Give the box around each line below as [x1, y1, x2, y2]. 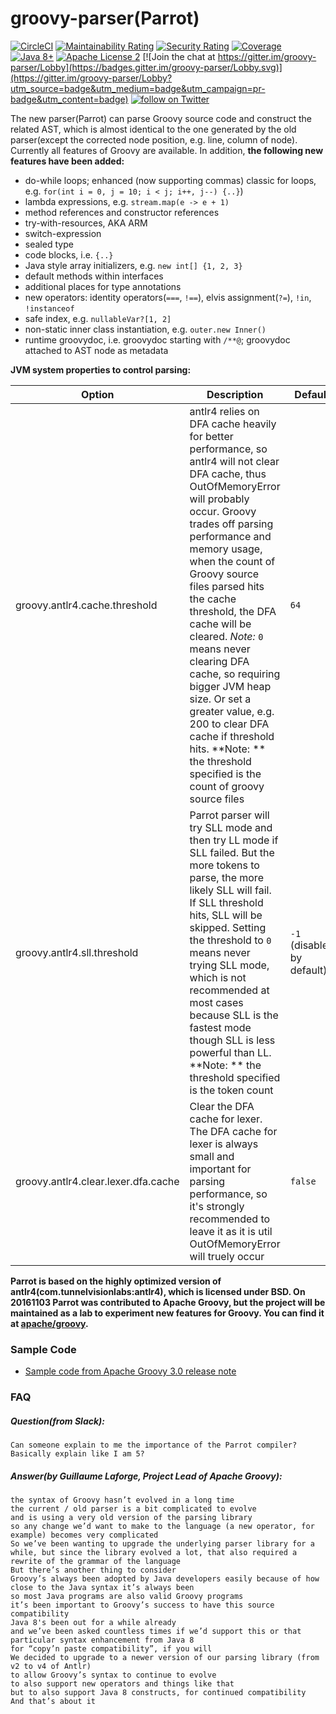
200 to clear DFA [189, 717, 270, 731]
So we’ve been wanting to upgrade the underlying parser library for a [10, 1539, 315, 1549]
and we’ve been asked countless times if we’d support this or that [10, 1627, 302, 1637]
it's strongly [189, 1199, 245, 1213]
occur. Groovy [189, 504, 257, 518]
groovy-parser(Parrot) [10, 7, 200, 30]
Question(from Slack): [10, 1415, 105, 1427]
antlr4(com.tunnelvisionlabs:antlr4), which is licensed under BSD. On [10, 1285, 306, 1297]
